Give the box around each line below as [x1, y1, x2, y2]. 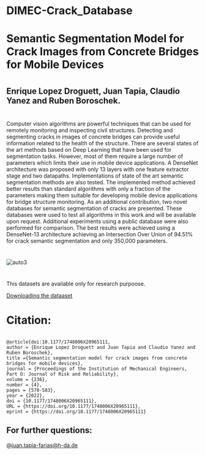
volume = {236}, [6, 377, 48, 383]
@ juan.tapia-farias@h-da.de [6, 442, 78, 449]
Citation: [6, 314, 51, 328]
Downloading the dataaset [6, 292, 73, 299]
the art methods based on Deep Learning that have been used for [6, 146, 172, 153]
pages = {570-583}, [6, 387, 56, 394]
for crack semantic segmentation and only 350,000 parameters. [6, 237, 168, 244]
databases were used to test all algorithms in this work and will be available [6, 211, 196, 218]
